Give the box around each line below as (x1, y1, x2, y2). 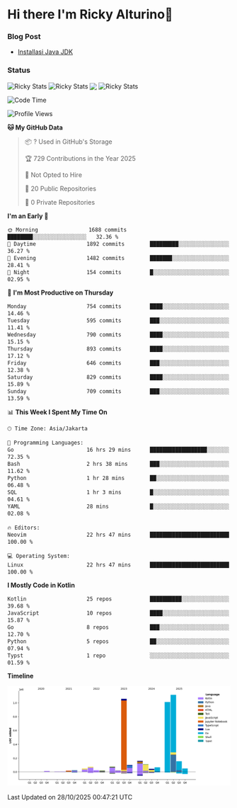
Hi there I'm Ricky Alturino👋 (7, 6, 173, 23)
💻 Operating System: (7, 552, 71, 560)
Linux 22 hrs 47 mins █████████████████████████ (7, 562, 230, 569)
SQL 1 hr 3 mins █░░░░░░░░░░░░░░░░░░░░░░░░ (7, 489, 230, 496)
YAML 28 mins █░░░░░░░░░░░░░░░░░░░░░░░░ (7, 503, 230, 511)
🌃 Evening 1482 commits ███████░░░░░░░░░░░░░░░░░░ (7, 255, 230, 262)
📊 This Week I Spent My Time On (7, 408, 108, 416)
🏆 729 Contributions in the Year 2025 (24, 154, 136, 163)
